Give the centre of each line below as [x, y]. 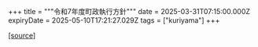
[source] [22, 35]
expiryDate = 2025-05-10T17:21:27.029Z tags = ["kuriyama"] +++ [114, 20]
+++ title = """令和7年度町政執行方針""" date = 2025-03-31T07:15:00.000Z [129, 11]
